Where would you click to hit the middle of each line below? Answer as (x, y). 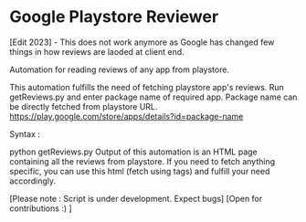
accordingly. (33, 181)
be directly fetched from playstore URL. (84, 106)
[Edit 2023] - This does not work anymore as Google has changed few (142, 42)
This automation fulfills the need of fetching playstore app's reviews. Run (147, 87)
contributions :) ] (41, 208)
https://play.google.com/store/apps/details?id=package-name (127, 116)
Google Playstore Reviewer (114, 17)
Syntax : (25, 133)
